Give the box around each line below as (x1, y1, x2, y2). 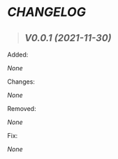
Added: (7, 50, 29, 59)
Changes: (7, 77, 35, 86)
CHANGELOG (7, 4, 86, 20)
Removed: (7, 105, 36, 112)
